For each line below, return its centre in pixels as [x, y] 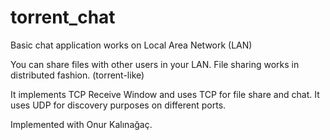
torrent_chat [63, 17]
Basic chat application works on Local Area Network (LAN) [131, 45]
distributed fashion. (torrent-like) [77, 75]
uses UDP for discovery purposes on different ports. [118, 105]
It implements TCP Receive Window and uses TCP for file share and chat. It [165, 94]
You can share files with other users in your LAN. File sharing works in [155, 64]
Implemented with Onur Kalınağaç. [81, 124]
